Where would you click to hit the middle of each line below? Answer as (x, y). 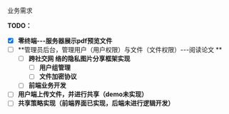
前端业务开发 (47, 85)
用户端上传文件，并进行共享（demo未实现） (83, 94)
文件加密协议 (58, 76)
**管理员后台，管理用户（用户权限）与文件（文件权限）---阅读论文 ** (120, 50)
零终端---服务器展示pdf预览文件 (65, 41)
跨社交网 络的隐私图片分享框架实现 (79, 58)
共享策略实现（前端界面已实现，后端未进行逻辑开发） (96, 103)
